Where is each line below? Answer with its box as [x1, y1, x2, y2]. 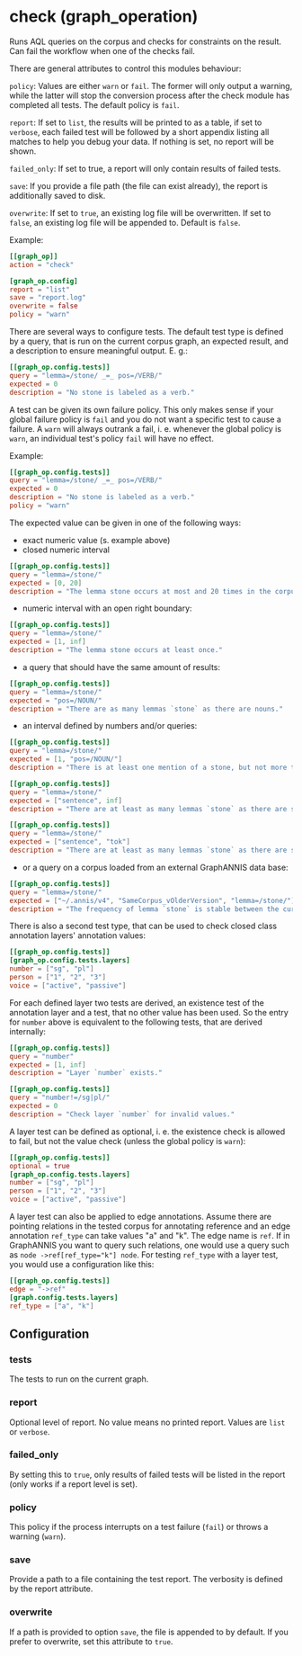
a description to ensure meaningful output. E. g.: [9, 345, 189, 356]
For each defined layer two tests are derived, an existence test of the [9, 997, 265, 1008]
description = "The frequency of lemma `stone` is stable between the [9, 904, 280, 914]
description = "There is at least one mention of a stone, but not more [9, 763, 288, 773]
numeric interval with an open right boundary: [22, 603, 192, 613]
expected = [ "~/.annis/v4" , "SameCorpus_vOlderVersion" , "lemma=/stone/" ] [9, 896, 296, 905]
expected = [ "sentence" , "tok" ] [9, 837, 130, 846]
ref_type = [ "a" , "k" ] [9, 1302, 94, 1311]
